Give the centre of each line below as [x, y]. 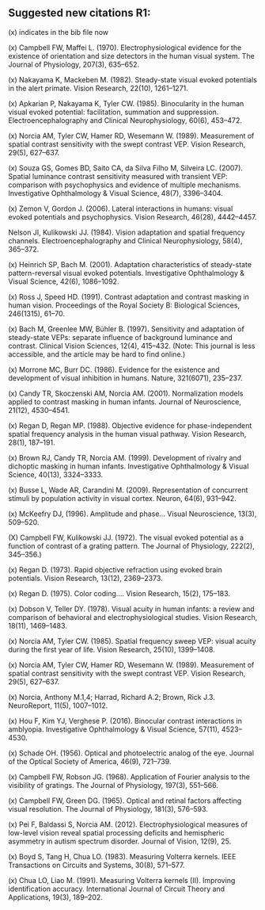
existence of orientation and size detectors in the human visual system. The [131, 55]
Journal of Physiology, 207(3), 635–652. [74, 64]
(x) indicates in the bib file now [59, 32]
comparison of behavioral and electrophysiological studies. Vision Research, [133, 617]
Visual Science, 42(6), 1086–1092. [64, 281]
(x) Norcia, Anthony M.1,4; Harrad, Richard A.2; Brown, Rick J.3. [112, 697]
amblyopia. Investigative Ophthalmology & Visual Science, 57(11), [114, 729]
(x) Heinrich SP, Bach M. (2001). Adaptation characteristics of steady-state [130, 264]
